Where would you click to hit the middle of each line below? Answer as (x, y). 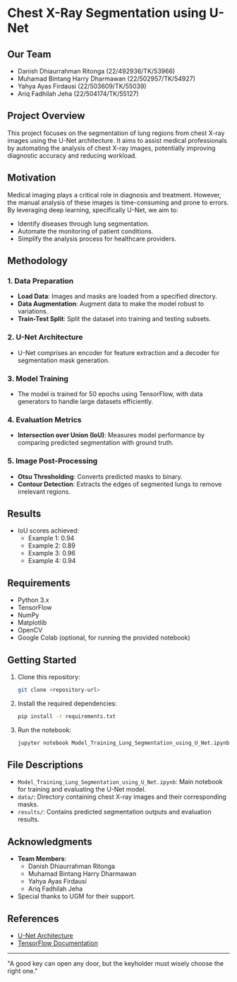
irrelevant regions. (44, 491)
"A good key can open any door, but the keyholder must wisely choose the (116, 963)
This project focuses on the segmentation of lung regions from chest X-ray (116, 133)
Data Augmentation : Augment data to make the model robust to (111, 304)
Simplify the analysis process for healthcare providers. (97, 238)
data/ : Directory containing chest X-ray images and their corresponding (122, 797)
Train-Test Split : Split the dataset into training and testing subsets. (114, 319)
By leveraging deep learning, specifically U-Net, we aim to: (93, 209)
